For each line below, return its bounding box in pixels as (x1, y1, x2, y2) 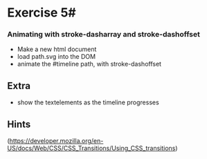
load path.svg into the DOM (17, 53, 96, 61)
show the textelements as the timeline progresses (17, 98, 159, 106)
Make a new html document (17, 45, 97, 53)
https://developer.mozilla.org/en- (9, 137, 104, 145)
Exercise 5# (7, 5, 76, 21)
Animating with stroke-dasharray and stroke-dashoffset (7, 30, 201, 39)
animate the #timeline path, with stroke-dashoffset (17, 60, 161, 68)
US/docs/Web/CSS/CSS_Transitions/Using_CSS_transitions (7, 144, 176, 153)
